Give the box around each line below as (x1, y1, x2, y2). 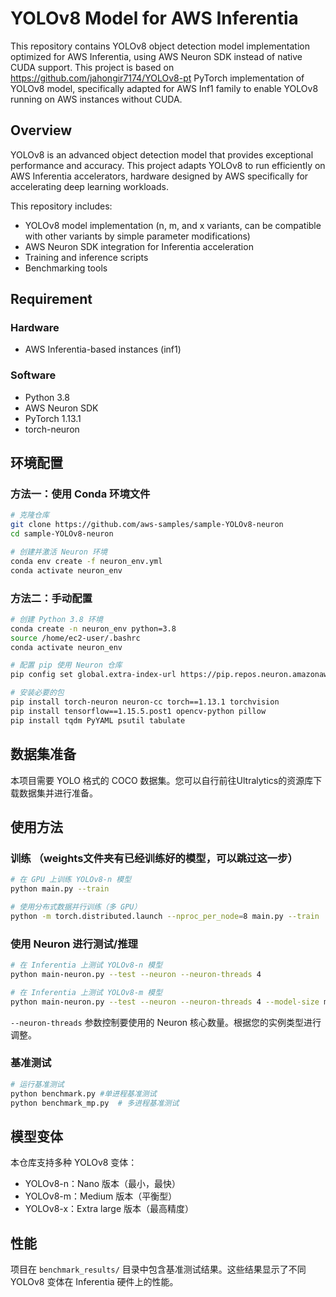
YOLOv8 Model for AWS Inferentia (10, 7, 299, 30)
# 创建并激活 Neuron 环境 (10, 547, 108, 557)
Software (10, 368, 57, 382)
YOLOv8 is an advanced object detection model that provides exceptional (10, 148, 314, 161)
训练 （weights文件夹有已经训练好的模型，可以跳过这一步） (10, 851, 298, 865)
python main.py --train (10, 884, 110, 894)
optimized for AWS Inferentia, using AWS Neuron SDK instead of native (10, 50, 303, 62)
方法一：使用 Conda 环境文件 (10, 487, 151, 501)
